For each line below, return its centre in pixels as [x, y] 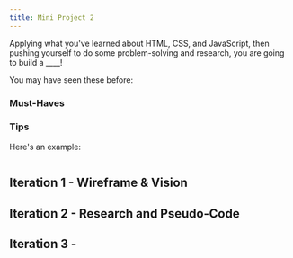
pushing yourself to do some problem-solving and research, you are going [147, 53]
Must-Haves [37, 102]
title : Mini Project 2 [52, 18]
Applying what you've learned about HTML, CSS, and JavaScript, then [139, 43]
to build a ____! [36, 62]
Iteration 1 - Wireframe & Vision [99, 183]
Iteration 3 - [43, 244]
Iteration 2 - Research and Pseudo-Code [124, 214]
